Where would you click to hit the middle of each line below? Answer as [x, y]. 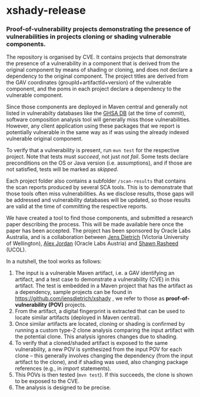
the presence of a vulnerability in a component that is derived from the [93, 63]
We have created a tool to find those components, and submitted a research [100, 218]
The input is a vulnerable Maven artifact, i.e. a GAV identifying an [95, 273]
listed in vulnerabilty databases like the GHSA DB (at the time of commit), [96, 113]
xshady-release [46, 10]
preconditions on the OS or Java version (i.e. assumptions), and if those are [99, 163]
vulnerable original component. [44, 139]
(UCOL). [16, 250]
